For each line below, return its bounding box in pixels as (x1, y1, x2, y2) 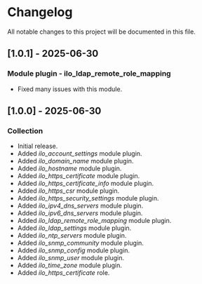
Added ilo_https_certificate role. (17, 269, 110, 277)
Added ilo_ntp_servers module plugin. (17, 231, 127, 240)
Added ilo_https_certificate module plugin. (17, 172, 140, 180)
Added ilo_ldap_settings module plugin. (17, 224, 132, 232)
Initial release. (17, 142, 58, 151)
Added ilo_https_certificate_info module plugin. (17, 180, 154, 188)
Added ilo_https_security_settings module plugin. (17, 194, 159, 203)
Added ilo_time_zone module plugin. (17, 261, 123, 270)
